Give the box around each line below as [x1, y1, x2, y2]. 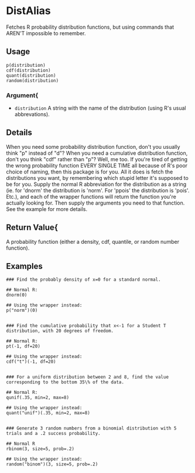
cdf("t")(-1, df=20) [6, 359, 57, 365]
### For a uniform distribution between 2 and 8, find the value [6, 374, 169, 380]
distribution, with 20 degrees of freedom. [6, 328, 114, 334]
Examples [6, 261, 43, 271]
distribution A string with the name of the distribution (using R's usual [14, 104, 186, 112]
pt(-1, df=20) [6, 343, 41, 349]
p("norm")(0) [6, 308, 38, 314]
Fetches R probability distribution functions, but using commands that [6, 23, 175, 30]
